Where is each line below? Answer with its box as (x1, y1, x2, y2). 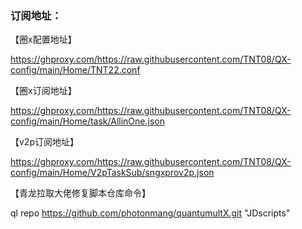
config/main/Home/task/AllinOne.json (10, 115, 165, 127)
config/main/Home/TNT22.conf (10, 64, 141, 76)
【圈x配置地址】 (10, 33, 77, 46)
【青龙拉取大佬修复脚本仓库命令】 (10, 187, 151, 199)
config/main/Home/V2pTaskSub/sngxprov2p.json (10, 167, 215, 179)
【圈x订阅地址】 (10, 85, 77, 97)
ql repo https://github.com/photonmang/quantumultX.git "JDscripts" (10, 207, 291, 219)
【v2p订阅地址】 (10, 136, 79, 148)
